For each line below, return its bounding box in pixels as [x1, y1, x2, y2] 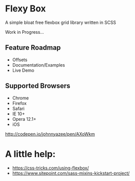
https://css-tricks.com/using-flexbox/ [12, 165, 89, 171]
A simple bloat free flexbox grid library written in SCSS [5, 19, 116, 25]
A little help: [5, 148, 56, 160]
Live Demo [12, 67, 35, 73]
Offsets [12, 57, 28, 63]
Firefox [12, 100, 27, 106]
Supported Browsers [5, 82, 71, 90]
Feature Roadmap [5, 43, 61, 52]
